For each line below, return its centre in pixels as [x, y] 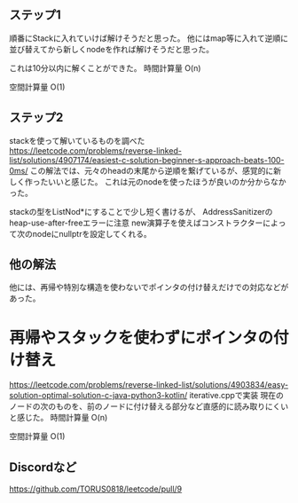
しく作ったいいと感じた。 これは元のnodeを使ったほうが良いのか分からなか [148, 181]
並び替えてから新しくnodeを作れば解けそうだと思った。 [112, 49]
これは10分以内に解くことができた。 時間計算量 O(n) [105, 67]
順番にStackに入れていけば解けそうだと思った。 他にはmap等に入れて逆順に [149, 38]
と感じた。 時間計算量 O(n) [59, 418]
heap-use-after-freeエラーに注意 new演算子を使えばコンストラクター [136, 223]
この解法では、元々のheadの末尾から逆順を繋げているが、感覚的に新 [156, 170]
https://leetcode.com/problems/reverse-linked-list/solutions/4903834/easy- [149, 385]
